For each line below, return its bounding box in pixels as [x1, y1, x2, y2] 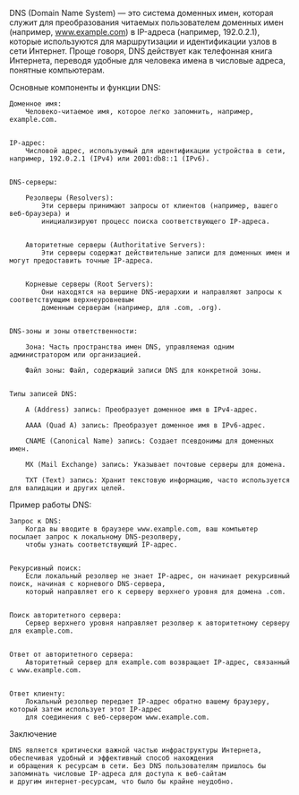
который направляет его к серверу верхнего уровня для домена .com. [25, 587, 286, 596]
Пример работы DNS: [9, 499, 92, 510]
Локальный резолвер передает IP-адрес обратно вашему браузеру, [25, 697, 270, 706]
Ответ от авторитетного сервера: [9, 650, 134, 659]
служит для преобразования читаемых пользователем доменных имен [9, 17, 284, 28]
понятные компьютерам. [9, 65, 106, 75]
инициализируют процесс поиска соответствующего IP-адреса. [41, 217, 270, 226]
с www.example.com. [9, 666, 82, 675]
